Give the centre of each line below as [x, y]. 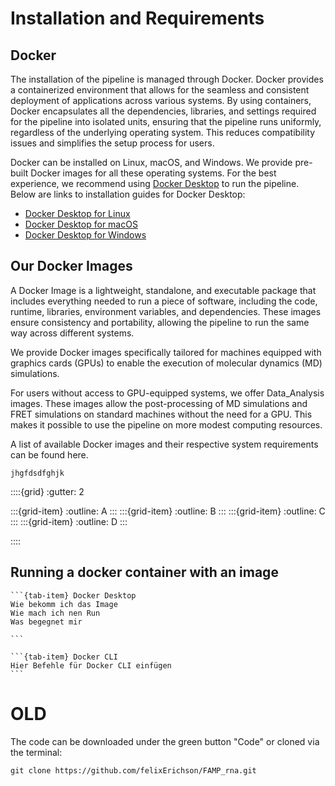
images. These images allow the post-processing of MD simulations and [159, 403]
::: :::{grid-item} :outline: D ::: [69, 521]
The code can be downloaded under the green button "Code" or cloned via [165, 741]
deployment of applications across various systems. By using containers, [161, 100]
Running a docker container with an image [144, 572]
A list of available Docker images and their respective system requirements [164, 444]
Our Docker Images [71, 266]
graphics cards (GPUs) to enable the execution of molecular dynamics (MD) [166, 363]
